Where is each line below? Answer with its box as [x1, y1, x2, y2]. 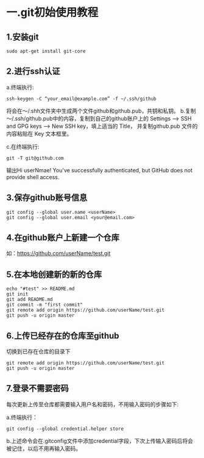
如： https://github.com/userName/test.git [6, 250, 111, 257]
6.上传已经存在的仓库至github [6, 330, 120, 341]
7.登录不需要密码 [6, 383, 69, 393]
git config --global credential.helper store [6, 426, 124, 432]
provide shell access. [6, 173, 60, 180]
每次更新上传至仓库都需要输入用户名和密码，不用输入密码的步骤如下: [6, 400, 179, 408]
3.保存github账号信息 [6, 192, 88, 203]
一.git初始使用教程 [6, 5, 99, 19]
